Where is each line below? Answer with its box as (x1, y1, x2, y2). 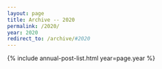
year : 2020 (7, 29, 38, 36)
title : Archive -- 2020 (7, 16, 76, 23)
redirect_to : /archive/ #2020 (7, 36, 91, 42)
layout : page (7, 10, 45, 17)
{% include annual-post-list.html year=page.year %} (7, 54, 156, 62)
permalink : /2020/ (7, 23, 60, 29)
